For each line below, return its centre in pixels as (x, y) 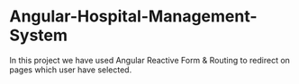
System (39, 35)
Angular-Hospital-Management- (134, 17)
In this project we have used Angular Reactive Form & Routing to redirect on (150, 60)
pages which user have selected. (71, 70)
